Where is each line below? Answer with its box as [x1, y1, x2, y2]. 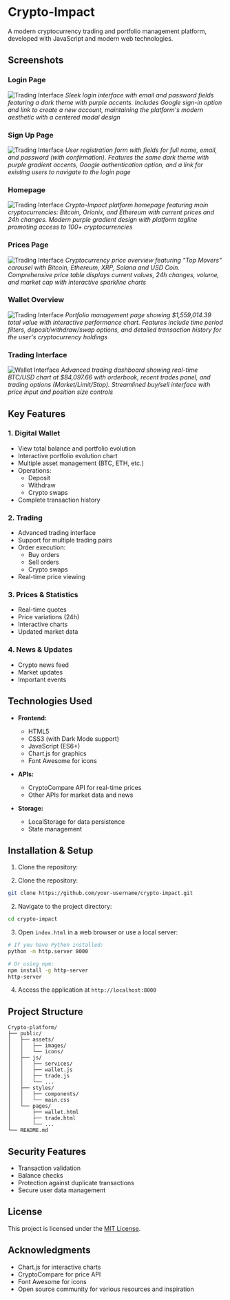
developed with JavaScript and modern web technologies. [8, 34, 174, 42]
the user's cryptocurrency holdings [8, 332, 108, 341]
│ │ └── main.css [8, 1097, 70, 1104]
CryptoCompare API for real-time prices [28, 783, 142, 791]
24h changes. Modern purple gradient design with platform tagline [8, 216, 198, 224]
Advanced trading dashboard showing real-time [61, 366, 198, 374]
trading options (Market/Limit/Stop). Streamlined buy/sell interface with [8, 381, 211, 389]
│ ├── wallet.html [8, 1109, 79, 1116]
